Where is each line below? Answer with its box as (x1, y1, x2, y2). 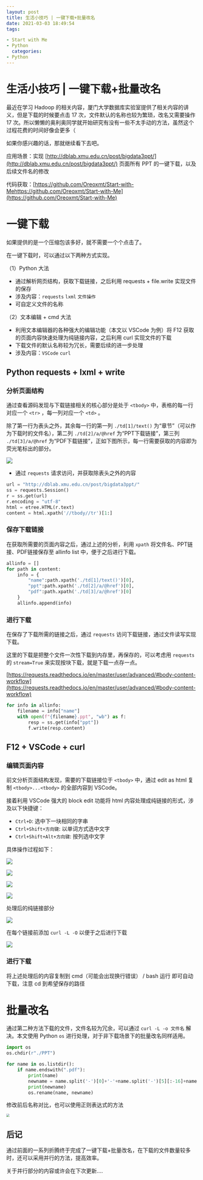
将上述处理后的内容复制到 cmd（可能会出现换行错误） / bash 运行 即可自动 (6, 972, 193, 979)
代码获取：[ (6, 181, 35, 188)
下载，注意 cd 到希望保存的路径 (6, 980, 85, 987)
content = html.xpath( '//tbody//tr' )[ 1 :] (6, 510, 113, 516)
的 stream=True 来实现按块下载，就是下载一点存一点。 (6, 659, 141, 666)
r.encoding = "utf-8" (6, 498, 61, 505)
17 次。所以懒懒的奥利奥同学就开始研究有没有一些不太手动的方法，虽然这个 (6, 118, 194, 126)
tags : (6, 26, 20, 32)
